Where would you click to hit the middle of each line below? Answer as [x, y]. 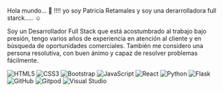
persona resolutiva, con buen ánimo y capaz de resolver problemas [102, 53]
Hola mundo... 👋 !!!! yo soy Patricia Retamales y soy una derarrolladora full [112, 11]
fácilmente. [23, 60]
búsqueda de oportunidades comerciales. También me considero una [105, 46]
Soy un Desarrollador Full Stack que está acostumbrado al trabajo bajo [107, 31]
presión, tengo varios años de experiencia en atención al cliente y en [104, 38]
